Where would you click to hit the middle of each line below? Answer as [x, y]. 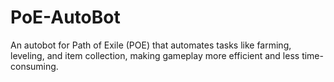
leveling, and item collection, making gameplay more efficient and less [155, 55]
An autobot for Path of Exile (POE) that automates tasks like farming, [151, 45]
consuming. [34, 66]
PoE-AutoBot [65, 17]
